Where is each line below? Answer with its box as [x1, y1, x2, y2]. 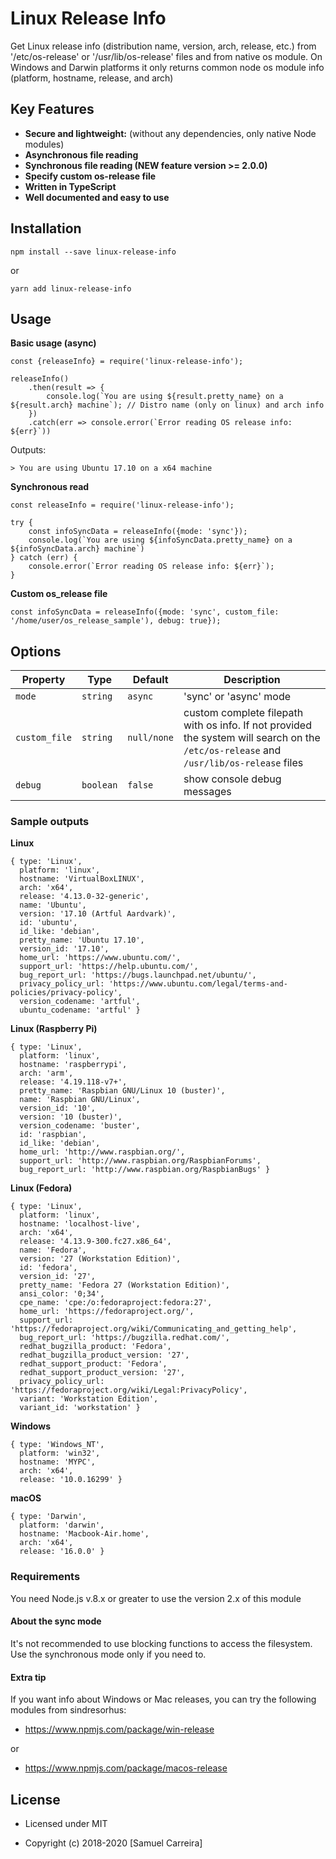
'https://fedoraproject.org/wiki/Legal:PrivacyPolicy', [10, 1385, 248, 1396]
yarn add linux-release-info [10, 283, 132, 294]
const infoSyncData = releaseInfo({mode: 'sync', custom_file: [10, 607, 280, 617]
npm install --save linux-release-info [10, 247, 177, 257]
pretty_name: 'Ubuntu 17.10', [19, 935, 145, 946]
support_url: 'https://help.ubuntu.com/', [19, 962, 199, 972]
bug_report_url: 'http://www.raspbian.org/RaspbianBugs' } [19, 1165, 271, 1175]
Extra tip [10, 1671, 47, 1683]
